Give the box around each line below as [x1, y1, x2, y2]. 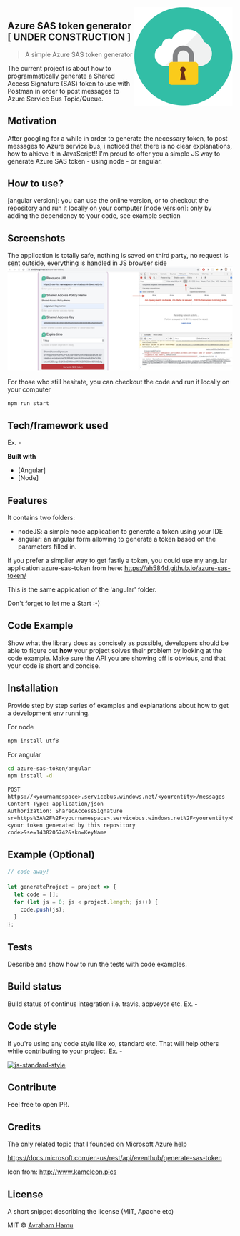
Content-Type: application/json [7, 800, 104, 808]
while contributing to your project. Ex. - [7, 1047, 123, 1055]
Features [7, 494, 48, 507]
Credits [7, 1121, 41, 1133]
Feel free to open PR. [7, 1100, 69, 1109]
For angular [7, 750, 41, 759]
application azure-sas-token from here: [7, 564, 124, 572]
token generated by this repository [26, 822, 136, 829]
